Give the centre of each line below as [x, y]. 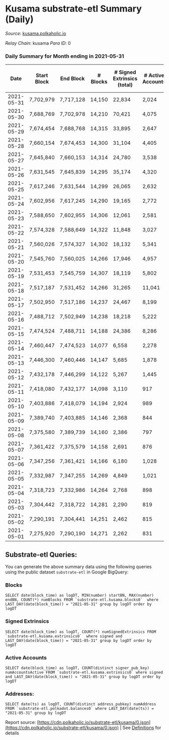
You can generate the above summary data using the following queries [78, 567]
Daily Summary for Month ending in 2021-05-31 [65, 56]
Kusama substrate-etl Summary [73, 9]
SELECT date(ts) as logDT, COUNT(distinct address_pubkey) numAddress [81, 704]
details [12, 733]
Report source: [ [22, 722]
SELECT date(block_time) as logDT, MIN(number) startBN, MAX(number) [80, 596]
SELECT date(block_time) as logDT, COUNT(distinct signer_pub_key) [77, 668]
